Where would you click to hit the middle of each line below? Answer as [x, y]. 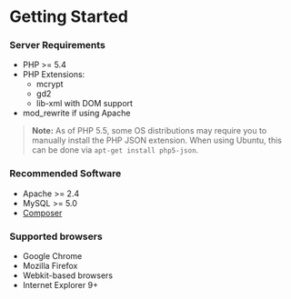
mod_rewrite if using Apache [76, 113]
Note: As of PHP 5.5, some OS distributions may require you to [149, 131]
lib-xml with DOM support [85, 104]
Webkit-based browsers [68, 275]
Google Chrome [52, 256]
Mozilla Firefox [50, 266]
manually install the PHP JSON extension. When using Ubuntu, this [156, 140]
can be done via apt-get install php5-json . [115, 150]
